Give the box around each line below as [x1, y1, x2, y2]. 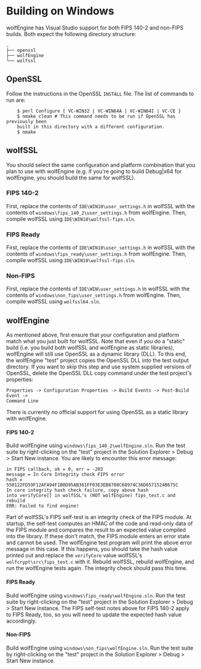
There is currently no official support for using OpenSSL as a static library [6, 409, 188, 416]
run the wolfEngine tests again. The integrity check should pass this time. [6, 565, 188, 572]
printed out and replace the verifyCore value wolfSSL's [6, 552, 142, 559]
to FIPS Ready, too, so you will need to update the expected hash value [6, 611, 182, 618]
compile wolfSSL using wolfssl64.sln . [6, 298, 101, 305]
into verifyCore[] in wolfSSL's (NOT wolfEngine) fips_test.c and [6, 493, 176, 499]
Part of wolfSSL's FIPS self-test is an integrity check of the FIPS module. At [6, 514, 192, 521]
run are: [6, 96, 26, 103]
